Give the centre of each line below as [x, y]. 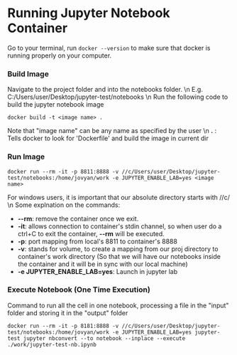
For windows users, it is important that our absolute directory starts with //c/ [119, 197]
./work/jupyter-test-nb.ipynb [52, 344]
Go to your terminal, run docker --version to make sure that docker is [109, 48]
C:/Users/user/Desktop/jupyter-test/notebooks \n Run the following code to [118, 97]
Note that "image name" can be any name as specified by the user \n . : [112, 131]
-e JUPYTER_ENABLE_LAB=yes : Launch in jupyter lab [98, 271]
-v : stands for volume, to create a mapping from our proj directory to [118, 249]
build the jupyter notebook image [56, 105]
